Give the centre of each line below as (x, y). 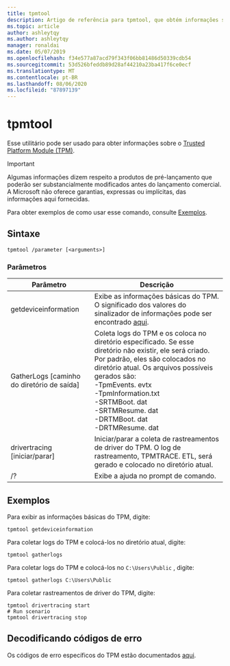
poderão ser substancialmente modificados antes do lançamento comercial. (114, 185)
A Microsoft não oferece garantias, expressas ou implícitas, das (97, 192)
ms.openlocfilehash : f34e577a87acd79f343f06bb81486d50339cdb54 (99, 58)
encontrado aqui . (122, 322)
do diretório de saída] (45, 385)
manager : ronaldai (33, 45)
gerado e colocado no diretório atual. (154, 465)
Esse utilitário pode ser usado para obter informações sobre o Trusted (106, 143)
